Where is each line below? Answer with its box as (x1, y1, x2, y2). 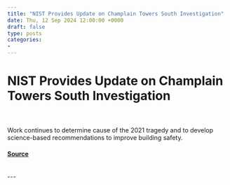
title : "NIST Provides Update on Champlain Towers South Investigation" (7, 10, 224, 18)
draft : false (7, 23, 46, 30)
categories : (7, 36, 42, 43)
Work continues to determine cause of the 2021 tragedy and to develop (7, 125, 214, 134)
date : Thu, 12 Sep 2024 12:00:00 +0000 (7, 17, 124, 24)
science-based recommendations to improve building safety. (7, 133, 183, 142)
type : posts (7, 29, 42, 37)
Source (7, 149, 29, 158)
